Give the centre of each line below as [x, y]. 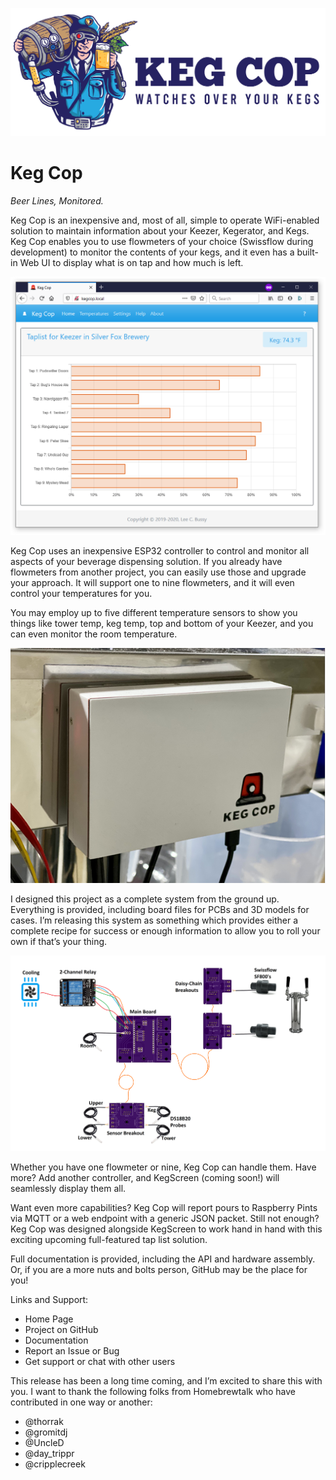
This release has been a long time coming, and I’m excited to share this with [166, 1380]
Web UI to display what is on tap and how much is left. [131, 263]
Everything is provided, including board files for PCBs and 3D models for [160, 909]
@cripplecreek [55, 1464]
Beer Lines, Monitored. [57, 201]
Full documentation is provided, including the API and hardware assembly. [163, 1259]
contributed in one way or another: [81, 1402]
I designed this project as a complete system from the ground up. [145, 899]
